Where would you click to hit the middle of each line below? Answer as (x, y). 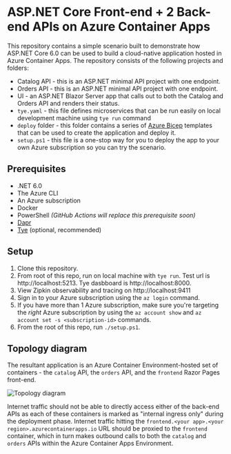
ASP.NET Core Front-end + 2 (91, 12)
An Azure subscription (49, 200)
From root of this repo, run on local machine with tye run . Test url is (113, 275)
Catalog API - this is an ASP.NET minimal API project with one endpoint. (119, 81)
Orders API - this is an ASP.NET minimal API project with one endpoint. (118, 88)
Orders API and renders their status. (68, 103)
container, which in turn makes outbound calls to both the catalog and (107, 436)
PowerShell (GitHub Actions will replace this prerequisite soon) (106, 215)
